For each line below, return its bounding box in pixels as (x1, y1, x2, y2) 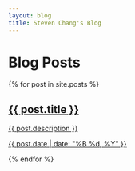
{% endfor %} (8, 154, 54, 164)
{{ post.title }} (8, 103, 80, 116)
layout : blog (8, 11, 52, 20)
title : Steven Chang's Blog (8, 19, 102, 27)
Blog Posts (8, 53, 81, 72)
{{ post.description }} (8, 124, 78, 134)
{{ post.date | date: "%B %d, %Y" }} (8, 139, 127, 149)
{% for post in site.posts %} (8, 80, 100, 89)
